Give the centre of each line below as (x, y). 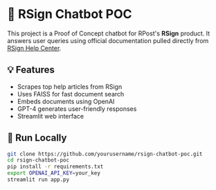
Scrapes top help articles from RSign (70, 87)
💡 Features (31, 70)
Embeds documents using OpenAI (66, 101)
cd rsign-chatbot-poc (38, 160)
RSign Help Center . (34, 48)
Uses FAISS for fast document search (71, 94)
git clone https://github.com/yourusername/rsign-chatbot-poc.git (105, 154)
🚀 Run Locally (37, 138)
